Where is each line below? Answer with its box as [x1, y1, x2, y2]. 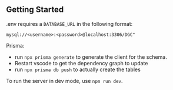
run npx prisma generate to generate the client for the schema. [14, 53, 168, 61]
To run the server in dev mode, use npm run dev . [6, 77, 123, 84]
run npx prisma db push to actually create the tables [14, 66, 141, 73]
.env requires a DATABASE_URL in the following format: [6, 20, 133, 27]
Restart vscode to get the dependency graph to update [14, 59, 148, 66]
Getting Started [6, 5, 64, 15]
